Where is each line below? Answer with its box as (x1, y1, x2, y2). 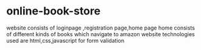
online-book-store (6, 4, 100, 18)
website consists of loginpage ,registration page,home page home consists (6, 24, 195, 31)
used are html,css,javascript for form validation (6, 37, 125, 44)
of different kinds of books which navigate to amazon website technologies (6, 30, 195, 37)
